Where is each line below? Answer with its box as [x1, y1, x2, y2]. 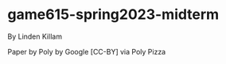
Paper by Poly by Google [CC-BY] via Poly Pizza [7, 47, 166, 56]
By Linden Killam [7, 32, 63, 41]
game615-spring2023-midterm [7, 6, 220, 24]
